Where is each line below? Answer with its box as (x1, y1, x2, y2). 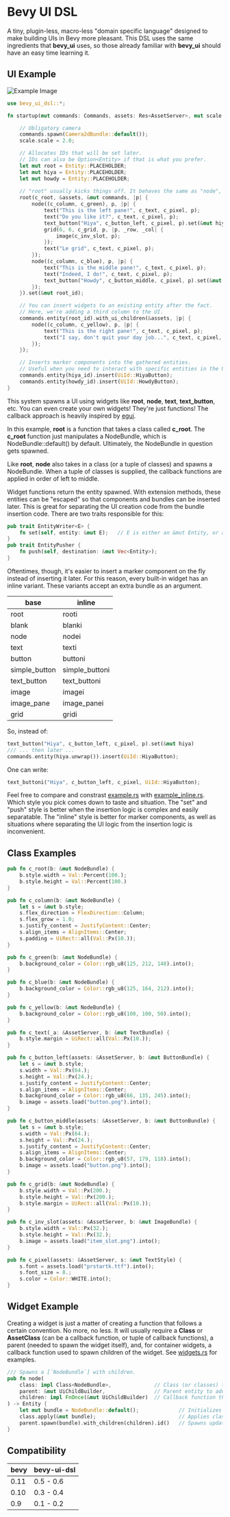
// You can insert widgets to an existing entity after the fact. (19, 302, 213, 309)
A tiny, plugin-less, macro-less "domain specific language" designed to (7, 27, 208, 35)
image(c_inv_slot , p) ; (55, 232, 121, 240)
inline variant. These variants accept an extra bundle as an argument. (7, 581, 203, 590)
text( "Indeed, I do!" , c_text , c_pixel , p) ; (43, 271, 173, 277)
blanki (62, 620, 82, 630)
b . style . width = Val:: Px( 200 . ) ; (19, 1187, 112, 1194)
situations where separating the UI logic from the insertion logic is (7, 820, 193, 829)
